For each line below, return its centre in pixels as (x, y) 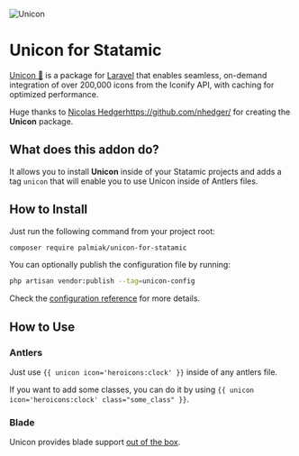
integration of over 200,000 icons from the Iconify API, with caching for (142, 85)
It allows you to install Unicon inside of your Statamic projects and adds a (145, 171)
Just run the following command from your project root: (112, 231)
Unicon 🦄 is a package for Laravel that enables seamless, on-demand (138, 75)
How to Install (49, 210)
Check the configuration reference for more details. (105, 298)
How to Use (42, 327)
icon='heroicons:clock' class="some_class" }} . (100, 399)
